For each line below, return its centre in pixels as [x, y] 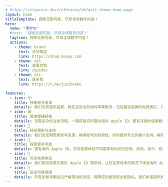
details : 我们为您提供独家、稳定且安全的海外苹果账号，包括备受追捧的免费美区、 [87, 107]
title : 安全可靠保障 [33, 172]
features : [15, 93]
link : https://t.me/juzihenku [50, 84]
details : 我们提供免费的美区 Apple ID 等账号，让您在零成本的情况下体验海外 [86, 163]
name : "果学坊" [24, 28]
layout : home [19, 14]
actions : [19, 42]
